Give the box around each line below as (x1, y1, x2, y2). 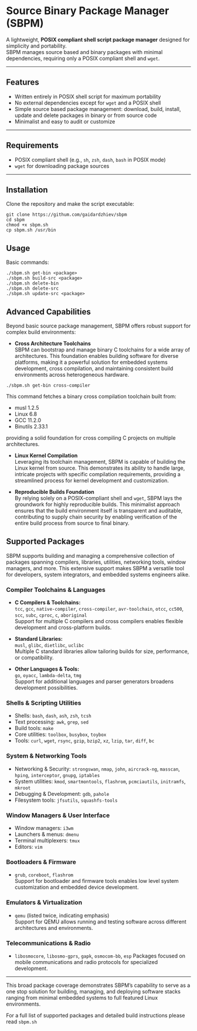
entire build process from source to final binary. (14, 520, 130, 527)
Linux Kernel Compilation (14, 452, 78, 459)
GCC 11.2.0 (14, 417, 42, 424)
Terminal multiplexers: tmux (14, 837, 80, 844)
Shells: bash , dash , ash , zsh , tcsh (14, 712, 92, 719)
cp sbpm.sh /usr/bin (6, 227, 57, 233)
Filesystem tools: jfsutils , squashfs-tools (14, 796, 118, 804)
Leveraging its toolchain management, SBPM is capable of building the (14, 458, 186, 465)
